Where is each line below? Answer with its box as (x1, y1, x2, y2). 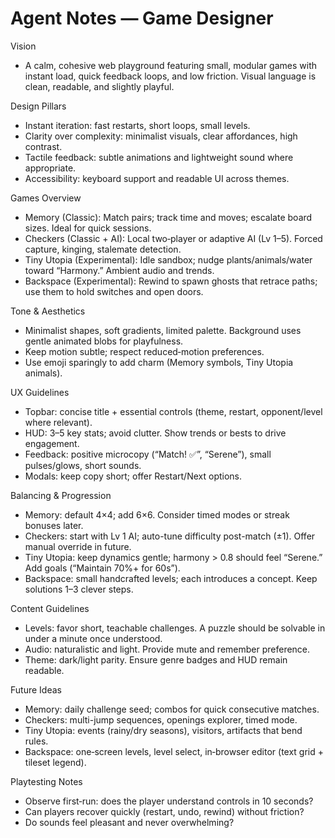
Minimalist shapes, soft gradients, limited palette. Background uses (24, 324, 302, 336)
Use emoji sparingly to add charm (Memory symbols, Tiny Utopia (24, 356, 294, 368)
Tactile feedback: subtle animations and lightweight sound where (24, 151, 294, 163)
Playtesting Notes (10, 775, 83, 787)
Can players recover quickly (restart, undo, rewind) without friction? (24, 805, 305, 817)
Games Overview (10, 192, 82, 204)
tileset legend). (24, 756, 87, 768)
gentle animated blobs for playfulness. (24, 335, 184, 347)
